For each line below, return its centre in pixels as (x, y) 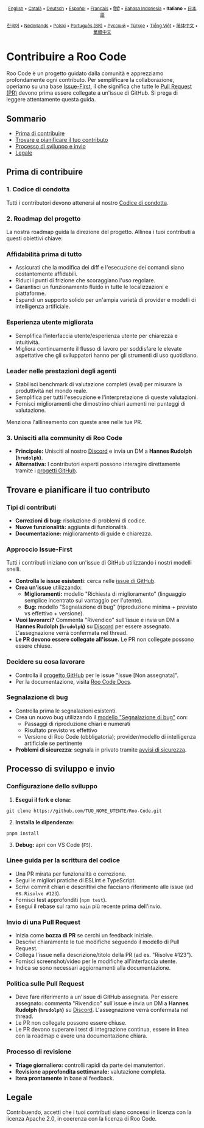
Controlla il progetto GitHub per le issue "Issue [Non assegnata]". (97, 675)
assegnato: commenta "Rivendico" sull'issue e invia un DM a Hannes (102, 1003)
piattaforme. (30, 293)
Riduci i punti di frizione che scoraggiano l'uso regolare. (85, 280)
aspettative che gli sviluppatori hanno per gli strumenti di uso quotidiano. (107, 355)
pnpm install (23, 833)
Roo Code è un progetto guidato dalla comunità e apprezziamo (85, 73)
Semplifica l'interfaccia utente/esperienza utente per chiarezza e (96, 335)
